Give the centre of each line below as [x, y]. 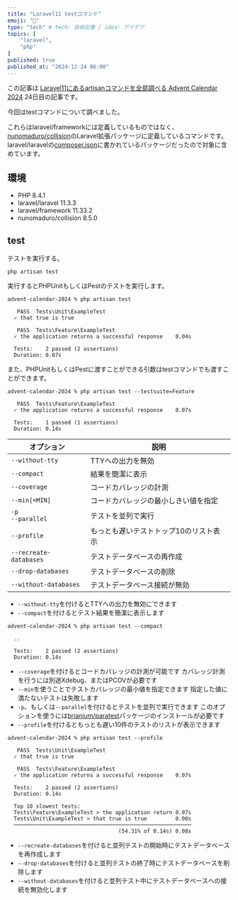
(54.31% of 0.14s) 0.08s [155, 831]
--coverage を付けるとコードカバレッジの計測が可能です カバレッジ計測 [121, 671]
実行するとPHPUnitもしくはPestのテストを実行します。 [88, 286]
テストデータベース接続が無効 [140, 585]
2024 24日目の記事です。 [44, 97]
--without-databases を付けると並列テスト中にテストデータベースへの [119, 881]
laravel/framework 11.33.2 [55, 211]
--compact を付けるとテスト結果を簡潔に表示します [91, 613]
